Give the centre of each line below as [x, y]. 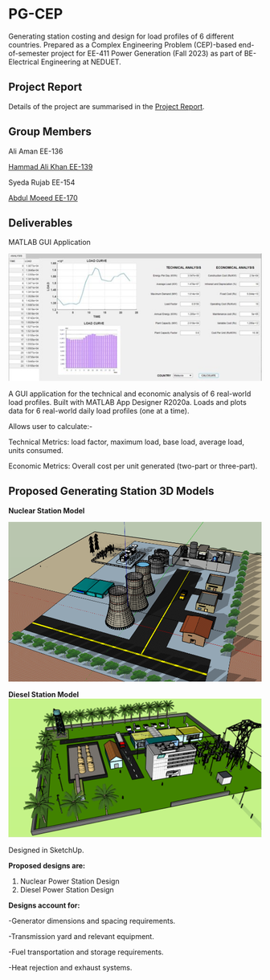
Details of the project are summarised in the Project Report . [106, 106]
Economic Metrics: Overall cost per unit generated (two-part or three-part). [133, 466]
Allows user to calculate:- [51, 426]
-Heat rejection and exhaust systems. [70, 967]
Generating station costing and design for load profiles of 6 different [121, 36]
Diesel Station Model [44, 695]
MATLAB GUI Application [49, 243]
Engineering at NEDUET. [81, 62]
